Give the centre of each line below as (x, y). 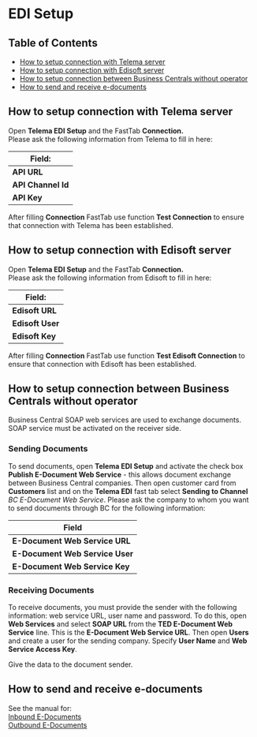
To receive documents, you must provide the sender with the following (123, 608)
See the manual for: (40, 708)
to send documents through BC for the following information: (107, 508)
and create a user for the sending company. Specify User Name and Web (128, 641)
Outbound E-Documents (48, 725)
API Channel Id (41, 185)
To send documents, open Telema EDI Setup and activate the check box (126, 466)
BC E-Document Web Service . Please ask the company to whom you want (129, 499)
